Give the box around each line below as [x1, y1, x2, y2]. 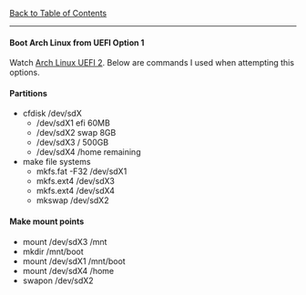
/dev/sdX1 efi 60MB [36, 117, 111, 128]
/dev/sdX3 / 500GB [36, 137, 109, 148]
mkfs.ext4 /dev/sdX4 [36, 186, 116, 197]
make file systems [22, 157, 91, 168]
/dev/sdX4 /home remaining [36, 147, 141, 158]
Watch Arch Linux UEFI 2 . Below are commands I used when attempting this [9, 57, 294, 68]
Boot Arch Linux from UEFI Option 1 [9, 36, 145, 48]
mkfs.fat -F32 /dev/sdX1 [36, 166, 127, 177]
